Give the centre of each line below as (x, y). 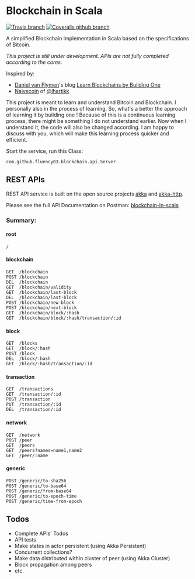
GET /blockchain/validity (39, 287)
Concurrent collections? (43, 552)
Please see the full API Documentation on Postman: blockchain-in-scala (93, 205)
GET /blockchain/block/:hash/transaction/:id (64, 318)
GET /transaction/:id (34, 394)
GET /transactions (30, 389)
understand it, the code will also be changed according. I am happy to (90, 127)
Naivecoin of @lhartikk (42, 91)
